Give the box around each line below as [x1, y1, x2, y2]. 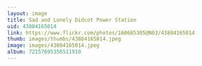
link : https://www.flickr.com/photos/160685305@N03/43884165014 [7, 29, 195, 36]
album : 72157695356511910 [7, 49, 81, 56]
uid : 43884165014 [7, 23, 57, 30]
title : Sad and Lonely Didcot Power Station [7, 16, 137, 23]
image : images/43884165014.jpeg [7, 42, 100, 49]
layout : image [7, 10, 48, 17]
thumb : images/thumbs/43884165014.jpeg [7, 36, 122, 43]
